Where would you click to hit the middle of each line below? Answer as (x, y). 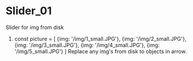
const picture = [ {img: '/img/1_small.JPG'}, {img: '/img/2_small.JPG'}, (100, 38)
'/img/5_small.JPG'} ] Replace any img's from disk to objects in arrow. (100, 51)
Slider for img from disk (35, 27)
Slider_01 (29, 11)
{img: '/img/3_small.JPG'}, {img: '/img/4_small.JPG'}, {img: (87, 45)
